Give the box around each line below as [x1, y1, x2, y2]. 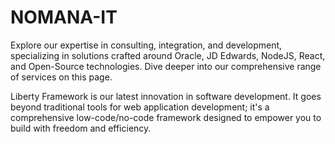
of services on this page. [10, 71, 113, 83]
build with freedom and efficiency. [10, 122, 152, 134]
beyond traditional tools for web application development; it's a [10, 101, 270, 113]
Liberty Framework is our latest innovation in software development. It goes [10, 90, 322, 102]
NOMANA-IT [10, 6, 118, 29]
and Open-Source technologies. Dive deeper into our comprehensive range [10, 60, 322, 72]
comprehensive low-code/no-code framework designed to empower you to [10, 111, 322, 123]
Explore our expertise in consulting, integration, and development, [10, 39, 283, 51]
